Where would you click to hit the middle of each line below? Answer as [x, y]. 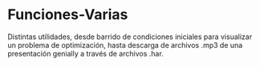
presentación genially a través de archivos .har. [85, 53]
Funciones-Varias [68, 15]
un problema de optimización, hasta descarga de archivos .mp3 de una [125, 45]
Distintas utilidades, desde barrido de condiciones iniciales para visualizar [130, 37]
